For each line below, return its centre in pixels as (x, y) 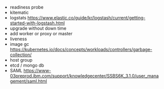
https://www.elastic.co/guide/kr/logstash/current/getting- (86, 18)
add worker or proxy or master (41, 34)
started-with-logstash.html (37, 23)
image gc (19, 44)
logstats (18, 18)
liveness (18, 39)
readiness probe (27, 7)
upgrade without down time (38, 28)
